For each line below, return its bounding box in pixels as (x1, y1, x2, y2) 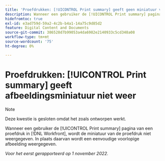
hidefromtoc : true (5, 16, 43, 21)
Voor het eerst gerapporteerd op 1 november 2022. (5, 150, 109, 156)
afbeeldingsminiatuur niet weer (5, 90, 137, 101)
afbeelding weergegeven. (5, 141, 57, 147)
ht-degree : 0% (5, 44, 34, 49)
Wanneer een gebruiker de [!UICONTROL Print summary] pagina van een (5, 125, 153, 131)
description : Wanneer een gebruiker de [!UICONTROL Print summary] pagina (5, 12, 162, 17)
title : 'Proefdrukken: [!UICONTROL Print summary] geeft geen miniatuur (5, 7, 157, 12)
